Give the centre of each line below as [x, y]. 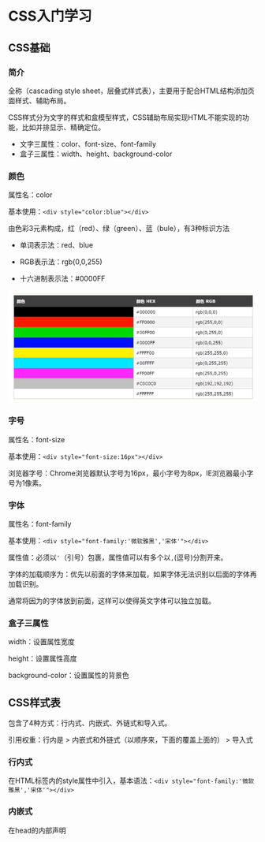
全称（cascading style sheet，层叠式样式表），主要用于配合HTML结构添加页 [131, 91]
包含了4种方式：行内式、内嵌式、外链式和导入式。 [90, 723]
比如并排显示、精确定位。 [63, 127]
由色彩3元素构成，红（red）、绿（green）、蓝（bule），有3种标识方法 [119, 229]
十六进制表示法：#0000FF [62, 279]
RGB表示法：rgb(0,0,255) [61, 262]
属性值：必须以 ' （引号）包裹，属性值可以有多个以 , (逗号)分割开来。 [118, 557]
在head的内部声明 [37, 830]
